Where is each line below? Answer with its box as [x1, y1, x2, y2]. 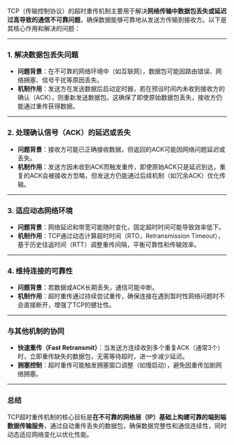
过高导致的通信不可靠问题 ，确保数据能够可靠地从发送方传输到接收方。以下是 [7, 15, 227, 24]
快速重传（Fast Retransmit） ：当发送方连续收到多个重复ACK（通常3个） [17, 344, 224, 352]
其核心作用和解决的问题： [7, 24, 81, 32]
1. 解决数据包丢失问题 [7, 50, 79, 59]
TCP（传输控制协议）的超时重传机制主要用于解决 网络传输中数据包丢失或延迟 [7, 7, 227, 15]
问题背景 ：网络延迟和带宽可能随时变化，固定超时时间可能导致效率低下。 [17, 223, 225, 231]
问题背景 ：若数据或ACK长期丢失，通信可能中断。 [17, 283, 159, 292]
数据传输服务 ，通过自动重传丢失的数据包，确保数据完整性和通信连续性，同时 [7, 421, 227, 430]
